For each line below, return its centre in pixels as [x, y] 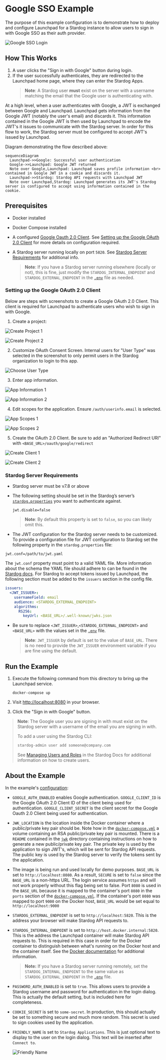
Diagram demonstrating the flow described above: [56, 147]
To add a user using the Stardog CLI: [55, 736]
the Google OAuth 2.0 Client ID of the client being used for [72, 802]
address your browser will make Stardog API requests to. [70, 920]
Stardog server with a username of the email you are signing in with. [87, 727]
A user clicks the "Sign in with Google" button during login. [72, 70]
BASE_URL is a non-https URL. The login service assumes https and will [84, 880]
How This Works [31, 58]
